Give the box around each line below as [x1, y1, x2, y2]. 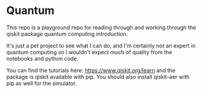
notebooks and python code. [6, 55, 79, 62]
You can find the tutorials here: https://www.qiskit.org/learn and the [6, 66, 176, 74]
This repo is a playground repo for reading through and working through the [6, 24, 197, 31]
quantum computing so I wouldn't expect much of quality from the [6, 48, 172, 55]
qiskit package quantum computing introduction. [6, 30, 128, 37]
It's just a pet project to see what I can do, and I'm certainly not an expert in [6, 42, 196, 49]
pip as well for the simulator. [6, 80, 77, 87]
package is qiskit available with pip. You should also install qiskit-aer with [6, 73, 190, 80]
